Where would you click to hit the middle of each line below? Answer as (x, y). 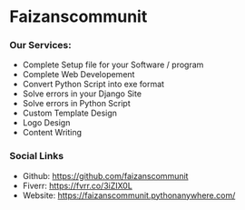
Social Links (37, 156)
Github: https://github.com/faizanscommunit (105, 175)
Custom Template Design (70, 113)
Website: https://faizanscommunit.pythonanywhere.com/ (129, 195)
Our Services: (40, 45)
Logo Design (46, 123)
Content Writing (52, 133)
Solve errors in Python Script (77, 104)
